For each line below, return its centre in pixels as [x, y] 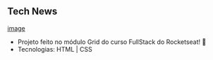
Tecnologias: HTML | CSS [55, 49]
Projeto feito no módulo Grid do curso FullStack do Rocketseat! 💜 [112, 42]
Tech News [32, 12]
